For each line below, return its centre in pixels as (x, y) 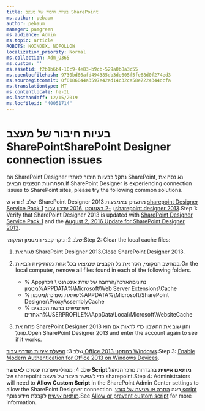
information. (22, 402)
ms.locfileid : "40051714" (39, 103)
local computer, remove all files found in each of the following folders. (103, 270)
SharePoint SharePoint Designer (89, 146)
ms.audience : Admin (31, 35)
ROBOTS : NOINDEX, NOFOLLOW (41, 47)
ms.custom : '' (24, 63)
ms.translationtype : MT (37, 86)
